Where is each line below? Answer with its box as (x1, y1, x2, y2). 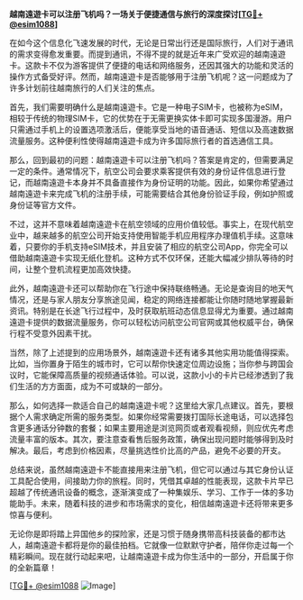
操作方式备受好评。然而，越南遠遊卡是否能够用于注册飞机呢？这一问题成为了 (9, 71, 294, 82)
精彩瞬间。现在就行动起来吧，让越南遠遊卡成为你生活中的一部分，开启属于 (9, 551, 286, 561)
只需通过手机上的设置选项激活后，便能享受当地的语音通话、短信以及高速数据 (9, 124, 294, 134)
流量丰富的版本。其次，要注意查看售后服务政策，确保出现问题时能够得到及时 (9, 434, 294, 444)
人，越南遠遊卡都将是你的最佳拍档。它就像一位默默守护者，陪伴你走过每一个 (9, 540, 294, 550)
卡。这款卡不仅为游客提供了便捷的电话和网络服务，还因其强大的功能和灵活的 (9, 60, 294, 70)
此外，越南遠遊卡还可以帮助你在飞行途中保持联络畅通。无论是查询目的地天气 (9, 283, 294, 294)
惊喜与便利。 (9, 509, 57, 520)
